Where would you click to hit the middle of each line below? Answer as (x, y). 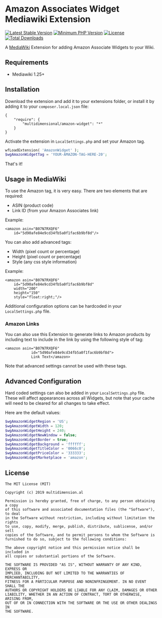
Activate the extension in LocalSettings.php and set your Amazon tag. (75, 141)
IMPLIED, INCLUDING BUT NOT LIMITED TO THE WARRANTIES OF (65, 573)
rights (12, 522)
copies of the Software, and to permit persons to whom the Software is (80, 535)
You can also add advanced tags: (38, 242)
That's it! (14, 164)
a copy (12, 505)
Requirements (27, 62)
